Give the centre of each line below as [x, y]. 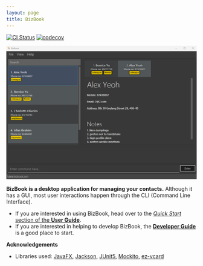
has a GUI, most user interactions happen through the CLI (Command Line [98, 195]
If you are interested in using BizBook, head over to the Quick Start [98, 214]
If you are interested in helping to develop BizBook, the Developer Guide [105, 227]
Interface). [19, 202]
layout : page [23, 13]
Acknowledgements [32, 245]
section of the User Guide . [48, 220]
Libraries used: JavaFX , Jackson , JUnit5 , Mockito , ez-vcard [89, 256]
